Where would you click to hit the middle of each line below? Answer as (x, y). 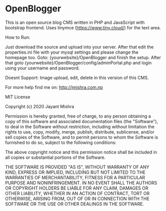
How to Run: (18, 37)
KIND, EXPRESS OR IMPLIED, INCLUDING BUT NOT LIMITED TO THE (75, 172)
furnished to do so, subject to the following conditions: (61, 142)
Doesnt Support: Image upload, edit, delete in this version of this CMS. (77, 77)
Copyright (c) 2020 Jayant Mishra (40, 106)
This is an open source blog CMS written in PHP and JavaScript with (75, 22)
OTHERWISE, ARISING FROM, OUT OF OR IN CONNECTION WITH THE (77, 199)
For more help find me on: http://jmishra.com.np (54, 87)
